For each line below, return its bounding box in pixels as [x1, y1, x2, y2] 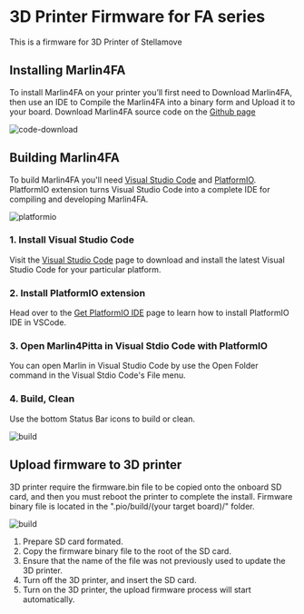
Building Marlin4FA [9, 150, 120, 165]
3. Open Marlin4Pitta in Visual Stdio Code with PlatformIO [9, 340, 268, 352]
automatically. [22, 593, 75, 605]
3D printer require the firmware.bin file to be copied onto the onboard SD [9, 481, 282, 492]
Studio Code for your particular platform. [9, 263, 162, 274]
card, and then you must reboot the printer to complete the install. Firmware [9, 490, 293, 501]
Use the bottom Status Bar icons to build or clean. [9, 413, 196, 424]
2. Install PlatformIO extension [9, 286, 146, 299]
